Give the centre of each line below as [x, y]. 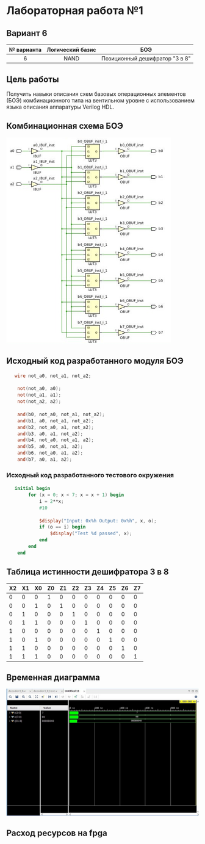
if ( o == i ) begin [62, 527]
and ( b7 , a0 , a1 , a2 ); [45, 460]
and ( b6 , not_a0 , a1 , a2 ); [50, 453]
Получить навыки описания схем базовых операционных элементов [96, 94]
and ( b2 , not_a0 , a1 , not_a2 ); [56, 427]
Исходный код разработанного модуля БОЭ [95, 361]
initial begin [32, 489]
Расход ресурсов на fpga [57, 833]
